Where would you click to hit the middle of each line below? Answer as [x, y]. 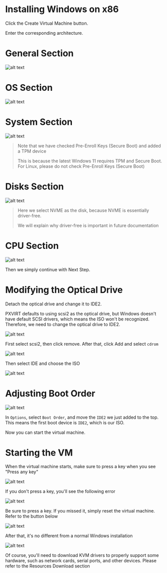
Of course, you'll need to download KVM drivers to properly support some [82, 555]
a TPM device [32, 151]
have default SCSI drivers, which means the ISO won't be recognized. [77, 319]
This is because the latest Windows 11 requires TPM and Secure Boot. [90, 161]
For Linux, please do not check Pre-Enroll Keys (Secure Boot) [81, 166]
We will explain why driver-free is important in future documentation [88, 225]
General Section [39, 53]
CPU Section [32, 246]
